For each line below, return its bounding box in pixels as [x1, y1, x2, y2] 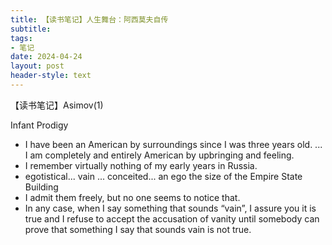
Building [24, 181, 59, 193]
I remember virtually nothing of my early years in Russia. [24, 159, 258, 171]
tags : [10, 33, 33, 43]
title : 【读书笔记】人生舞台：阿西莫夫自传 [10, 14, 169, 25]
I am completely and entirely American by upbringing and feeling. [24, 149, 295, 161]
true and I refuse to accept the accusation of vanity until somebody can [24, 212, 320, 225]
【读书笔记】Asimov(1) [10, 99, 104, 111]
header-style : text [10, 71, 92, 81]
